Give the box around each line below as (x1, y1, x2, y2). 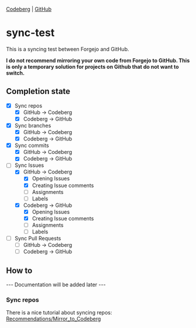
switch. (6, 69, 25, 76)
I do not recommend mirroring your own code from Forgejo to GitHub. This (6, 56, 190, 64)
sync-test (6, 26, 55, 39)
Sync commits (14, 142, 49, 149)
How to (6, 265, 33, 276)
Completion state (6, 86, 71, 96)
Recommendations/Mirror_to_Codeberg (6, 315, 101, 323)
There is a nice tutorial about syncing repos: (6, 309, 112, 316)
